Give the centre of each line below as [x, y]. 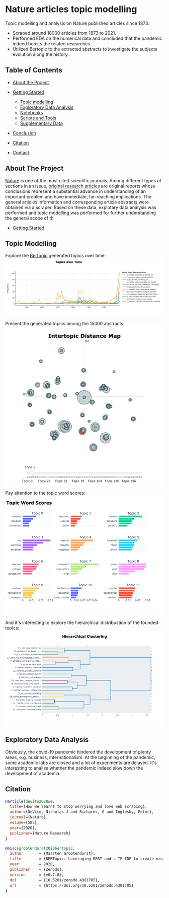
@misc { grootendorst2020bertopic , [40, 848]
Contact [21, 153]
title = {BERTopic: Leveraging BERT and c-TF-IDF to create [82, 859]
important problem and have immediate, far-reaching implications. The [78, 196]
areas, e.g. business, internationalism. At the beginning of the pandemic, [80, 757]
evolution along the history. [40, 54]
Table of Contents [34, 70]
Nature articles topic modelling [71, 9]
